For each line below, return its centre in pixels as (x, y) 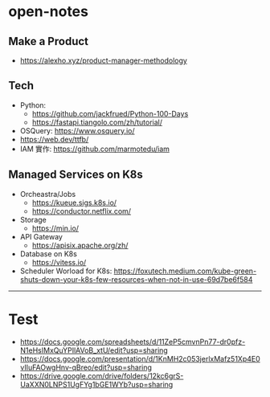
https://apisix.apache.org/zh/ (80, 245)
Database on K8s (49, 254)
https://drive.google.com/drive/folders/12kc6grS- (102, 375)
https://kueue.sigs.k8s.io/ (74, 203)
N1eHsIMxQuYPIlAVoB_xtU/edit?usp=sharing (94, 350)
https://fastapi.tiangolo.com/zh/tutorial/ (97, 122)
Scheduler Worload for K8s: (66, 271)
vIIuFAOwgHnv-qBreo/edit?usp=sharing (86, 367)
